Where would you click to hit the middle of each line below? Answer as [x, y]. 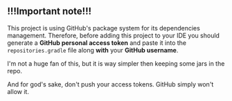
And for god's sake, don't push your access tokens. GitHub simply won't [110, 84]
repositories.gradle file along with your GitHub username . [93, 50]
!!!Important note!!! [50, 11]
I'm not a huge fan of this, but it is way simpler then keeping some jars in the [116, 63]
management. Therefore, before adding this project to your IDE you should [114, 35]
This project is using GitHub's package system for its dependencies [104, 28]
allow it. [18, 91]
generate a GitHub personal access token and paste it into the [97, 43]
